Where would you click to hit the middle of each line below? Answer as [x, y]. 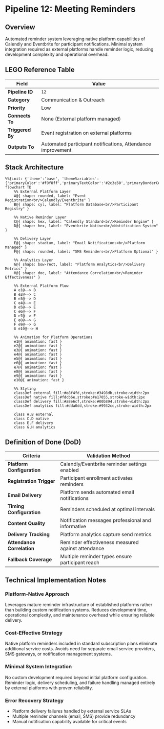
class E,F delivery [34, 423]
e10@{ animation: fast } [39, 380]
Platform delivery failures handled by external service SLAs [72, 711]
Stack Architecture [34, 167]
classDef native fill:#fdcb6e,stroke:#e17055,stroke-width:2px [80, 397]
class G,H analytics [35, 427]
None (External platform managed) [81, 118]
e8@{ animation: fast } [38, 371]
